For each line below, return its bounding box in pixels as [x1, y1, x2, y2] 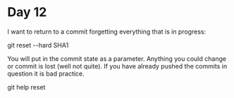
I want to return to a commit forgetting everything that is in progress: [7, 27, 207, 36]
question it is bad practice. [7, 69, 85, 78]
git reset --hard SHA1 [7, 41, 69, 49]
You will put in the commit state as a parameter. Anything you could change [7, 54, 227, 63]
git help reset [7, 83, 46, 91]
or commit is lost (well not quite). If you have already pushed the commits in [7, 62, 228, 70]
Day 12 [7, 4, 47, 20]
